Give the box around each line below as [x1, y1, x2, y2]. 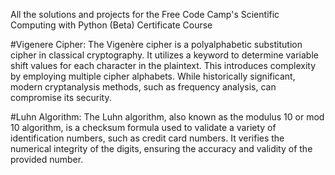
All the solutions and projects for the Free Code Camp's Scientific [10, 9, 280, 20]
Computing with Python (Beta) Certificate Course [10, 19, 213, 31]
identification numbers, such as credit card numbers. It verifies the [10, 132, 285, 144]
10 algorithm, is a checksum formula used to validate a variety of [10, 122, 277, 133]
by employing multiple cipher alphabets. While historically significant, [10, 70, 296, 82]
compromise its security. [10, 92, 112, 103]
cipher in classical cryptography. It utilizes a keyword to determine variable [10, 49, 319, 61]
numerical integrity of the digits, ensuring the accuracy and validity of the [10, 143, 313, 154]
